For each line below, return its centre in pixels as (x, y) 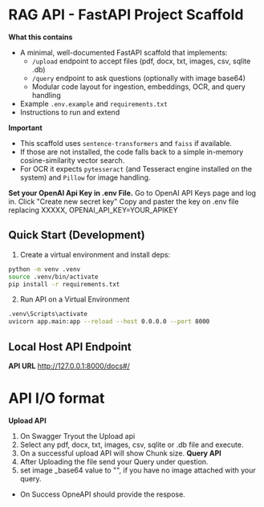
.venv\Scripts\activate (48, 314)
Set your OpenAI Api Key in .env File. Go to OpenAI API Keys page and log (132, 193)
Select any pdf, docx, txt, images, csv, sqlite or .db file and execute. (132, 444)
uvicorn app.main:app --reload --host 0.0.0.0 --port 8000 (109, 322)
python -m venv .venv (45, 269)
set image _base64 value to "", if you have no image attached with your (138, 470)
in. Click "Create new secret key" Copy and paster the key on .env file (124, 201)
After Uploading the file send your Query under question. (114, 461)
